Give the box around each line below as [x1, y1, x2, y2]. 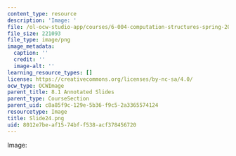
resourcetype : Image [7, 108, 68, 115]
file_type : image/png [7, 37, 71, 44]
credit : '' [13, 56, 46, 63]
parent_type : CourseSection [7, 96, 90, 103]
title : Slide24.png [7, 115, 65, 122]
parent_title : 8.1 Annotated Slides [7, 89, 114, 96]
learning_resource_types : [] [7, 69, 93, 76]
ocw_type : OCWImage [7, 82, 65, 89]
